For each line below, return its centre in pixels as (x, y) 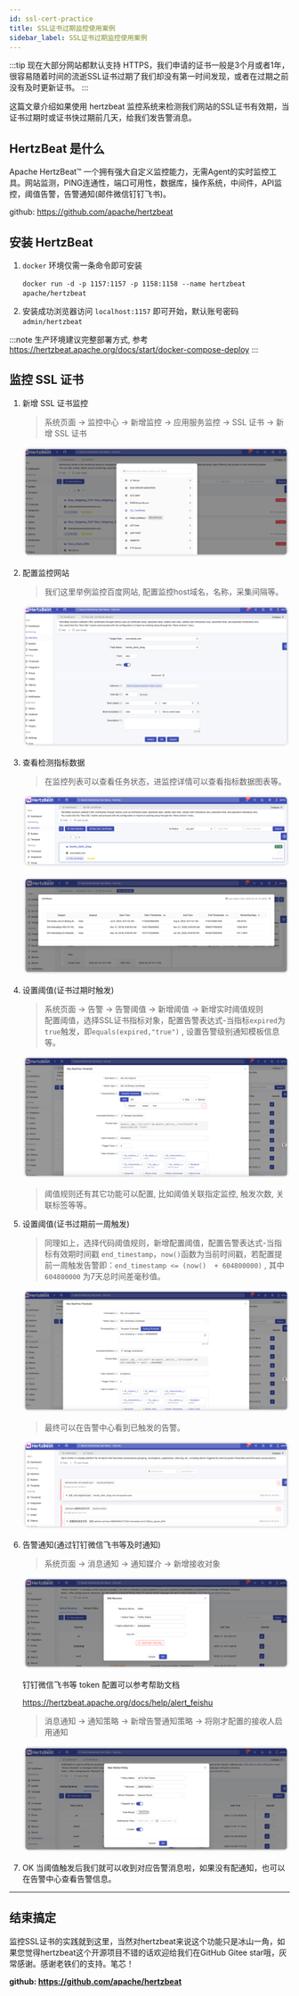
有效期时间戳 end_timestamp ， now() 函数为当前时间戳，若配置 (163, 1254)
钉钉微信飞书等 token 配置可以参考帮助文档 (101, 1685)
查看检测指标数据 (53, 762)
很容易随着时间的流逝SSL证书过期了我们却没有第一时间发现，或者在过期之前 (149, 77)
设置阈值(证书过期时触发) (68, 990)
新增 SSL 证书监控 (55, 403)
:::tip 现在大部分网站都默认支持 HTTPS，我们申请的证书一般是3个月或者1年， (149, 65)
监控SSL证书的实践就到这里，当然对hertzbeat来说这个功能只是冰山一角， (143, 1941)
